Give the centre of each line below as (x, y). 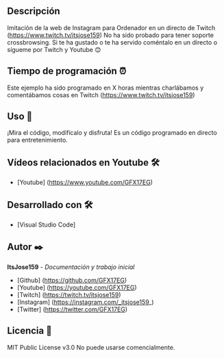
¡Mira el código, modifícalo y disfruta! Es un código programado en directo (112, 133)
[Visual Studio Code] (46, 225)
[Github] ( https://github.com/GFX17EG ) (72, 280)
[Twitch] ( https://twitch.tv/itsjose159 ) (69, 294)
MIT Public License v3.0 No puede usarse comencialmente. (91, 347)
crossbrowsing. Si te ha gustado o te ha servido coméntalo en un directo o (112, 42)
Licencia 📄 (30, 331)
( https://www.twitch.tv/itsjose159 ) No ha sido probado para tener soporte (111, 35)
